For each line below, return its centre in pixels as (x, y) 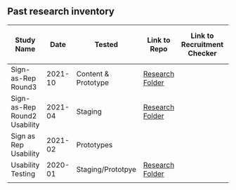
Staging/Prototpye (106, 169)
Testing (23, 173)
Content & (93, 74)
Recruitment (202, 44)
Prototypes (94, 144)
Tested (106, 44)
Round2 (24, 116)
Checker (202, 53)
